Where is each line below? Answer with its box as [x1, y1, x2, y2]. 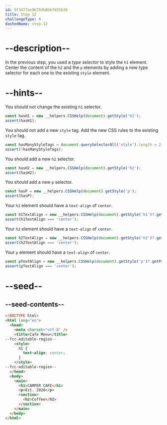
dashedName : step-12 [5, 21, 48, 26]
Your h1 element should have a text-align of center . [5, 203, 113, 209]
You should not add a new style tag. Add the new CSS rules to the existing [5, 127, 159, 133]
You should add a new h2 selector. [5, 156, 76, 162]
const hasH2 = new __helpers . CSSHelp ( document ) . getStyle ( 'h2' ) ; [5, 165, 141, 170]
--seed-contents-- [5, 300, 65, 309]
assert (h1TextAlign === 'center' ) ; [5, 217, 79, 222]
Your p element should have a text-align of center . [5, 249, 111, 255]
